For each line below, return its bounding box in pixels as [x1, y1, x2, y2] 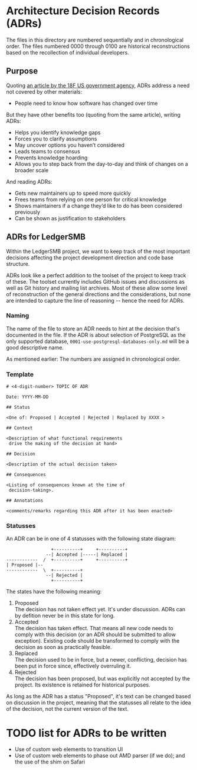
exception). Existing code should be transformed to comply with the [14, 637, 180, 644]
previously [14, 208, 40, 216]
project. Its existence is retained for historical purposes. [14, 681, 150, 688]
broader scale [14, 166, 49, 174]
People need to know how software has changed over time [14, 100, 158, 107]
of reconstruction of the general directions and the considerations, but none [6, 290, 191, 297]
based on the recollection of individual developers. [6, 49, 130, 56]
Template [6, 370, 34, 378]
